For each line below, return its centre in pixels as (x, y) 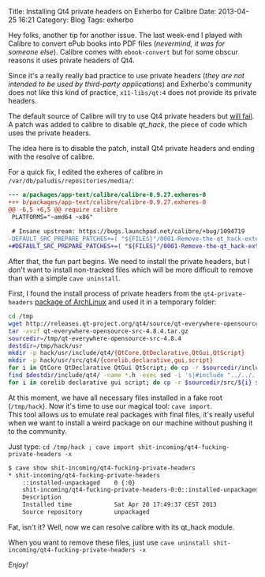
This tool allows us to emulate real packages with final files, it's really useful (131, 414)
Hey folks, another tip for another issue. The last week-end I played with (125, 35)
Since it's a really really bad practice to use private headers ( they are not (126, 75)
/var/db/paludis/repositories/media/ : (71, 180)
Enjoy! (19, 564)
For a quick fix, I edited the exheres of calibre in (86, 172)
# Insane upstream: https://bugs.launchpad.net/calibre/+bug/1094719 (128, 232)
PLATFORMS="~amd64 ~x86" (52, 217)
